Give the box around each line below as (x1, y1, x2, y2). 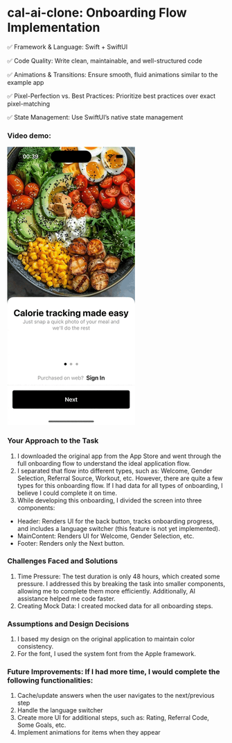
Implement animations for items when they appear (17, 728, 161, 737)
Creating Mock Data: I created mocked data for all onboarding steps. (17, 601, 213, 610)
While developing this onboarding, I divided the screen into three (17, 496, 202, 505)
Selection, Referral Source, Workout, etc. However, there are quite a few (17, 474, 223, 482)
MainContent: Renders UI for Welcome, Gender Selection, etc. (17, 532, 195, 540)
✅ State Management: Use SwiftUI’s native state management (7, 113, 184, 121)
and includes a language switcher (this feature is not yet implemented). (17, 524, 220, 532)
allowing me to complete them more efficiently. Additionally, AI (17, 587, 196, 595)
